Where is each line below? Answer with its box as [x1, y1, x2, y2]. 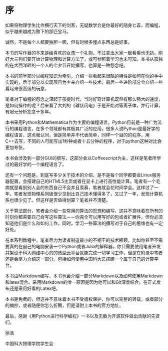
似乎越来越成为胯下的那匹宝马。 [5, 28, 71, 34]
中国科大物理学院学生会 [5, 340, 53, 346]
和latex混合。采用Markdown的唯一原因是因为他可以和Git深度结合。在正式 [5, 279, 156, 285]
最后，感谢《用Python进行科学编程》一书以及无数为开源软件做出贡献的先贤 [5, 313, 160, 319]
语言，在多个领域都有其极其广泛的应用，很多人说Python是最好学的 [22, 125, 160, 131]
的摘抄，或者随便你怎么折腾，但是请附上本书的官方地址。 [5, 302, 123, 308]
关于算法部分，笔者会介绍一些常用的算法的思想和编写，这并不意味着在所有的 [5, 208, 163, 214]
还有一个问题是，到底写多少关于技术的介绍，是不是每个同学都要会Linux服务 [5, 171, 161, 178]
